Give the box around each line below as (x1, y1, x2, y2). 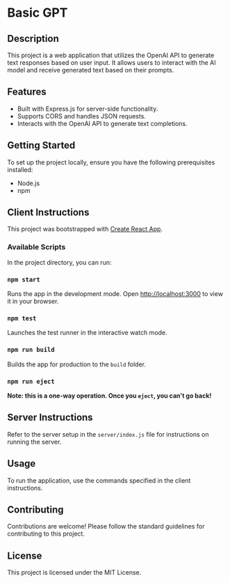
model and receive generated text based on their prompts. (7, 66, 174, 74)
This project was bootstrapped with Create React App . (7, 225, 163, 233)
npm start (7, 275, 40, 283)
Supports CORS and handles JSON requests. (17, 111, 146, 120)
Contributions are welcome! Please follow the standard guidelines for (7, 522, 205, 531)
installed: (7, 165, 33, 173)
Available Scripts (7, 242, 66, 252)
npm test (7, 314, 37, 322)
